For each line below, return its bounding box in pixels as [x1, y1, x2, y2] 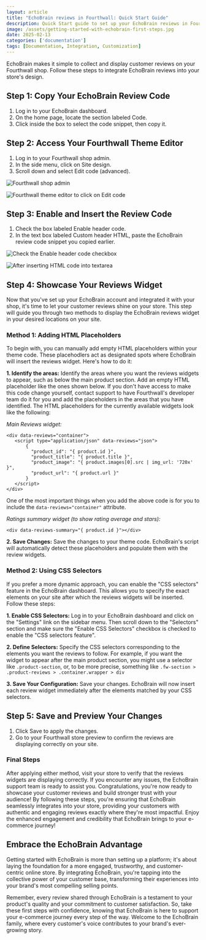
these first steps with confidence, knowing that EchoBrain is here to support [6, 906, 199, 914]
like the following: [6, 409, 51, 416]
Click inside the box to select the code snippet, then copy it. [15, 120, 167, 128]
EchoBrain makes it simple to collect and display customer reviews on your [6, 60, 196, 67]
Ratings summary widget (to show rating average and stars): [6, 515, 161, 523]
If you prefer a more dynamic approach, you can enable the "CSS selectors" [6, 580, 199, 588]
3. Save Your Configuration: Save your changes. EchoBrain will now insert [6, 680, 195, 687]
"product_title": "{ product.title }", [31, 454, 133, 460]
